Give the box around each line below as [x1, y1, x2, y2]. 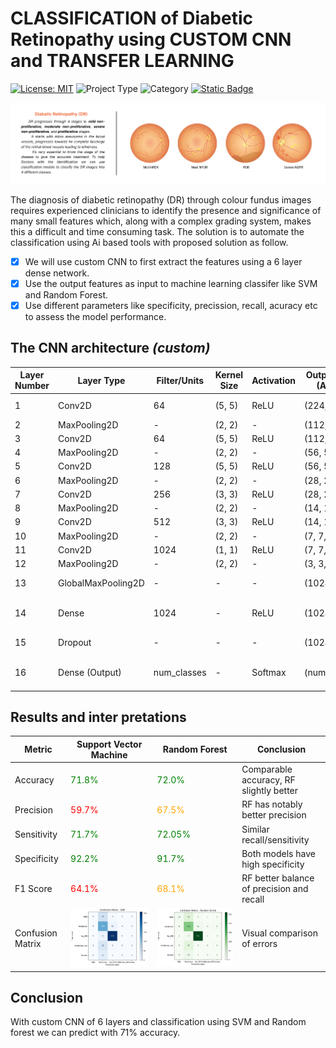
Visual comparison [241, 927, 318, 939]
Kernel [214, 369, 244, 381]
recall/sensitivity [241, 833, 310, 846]
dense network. [24, 267, 90, 279]
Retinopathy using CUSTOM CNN [10, 28, 292, 51]
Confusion [14, 927, 58, 939]
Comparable [241, 763, 293, 776]
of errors [241, 938, 278, 950]
